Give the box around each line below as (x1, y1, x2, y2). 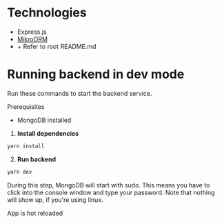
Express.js (17, 28, 47, 36)
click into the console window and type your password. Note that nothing (7, 188, 215, 196)
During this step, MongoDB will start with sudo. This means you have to (7, 181, 210, 189)
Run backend (17, 155, 57, 163)
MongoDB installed (17, 116, 72, 124)
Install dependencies (17, 129, 79, 137)
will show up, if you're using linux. (7, 195, 103, 204)
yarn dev (7, 168, 32, 175)
